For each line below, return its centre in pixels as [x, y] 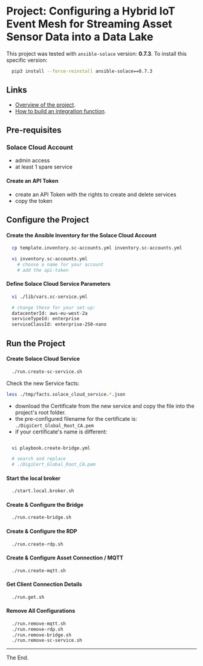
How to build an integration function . [60, 111]
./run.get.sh [28, 597]
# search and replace [39, 459]
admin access [32, 160]
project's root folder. [40, 412]
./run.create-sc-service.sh [47, 371]
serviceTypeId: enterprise [46, 319]
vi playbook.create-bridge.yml [51, 448]
